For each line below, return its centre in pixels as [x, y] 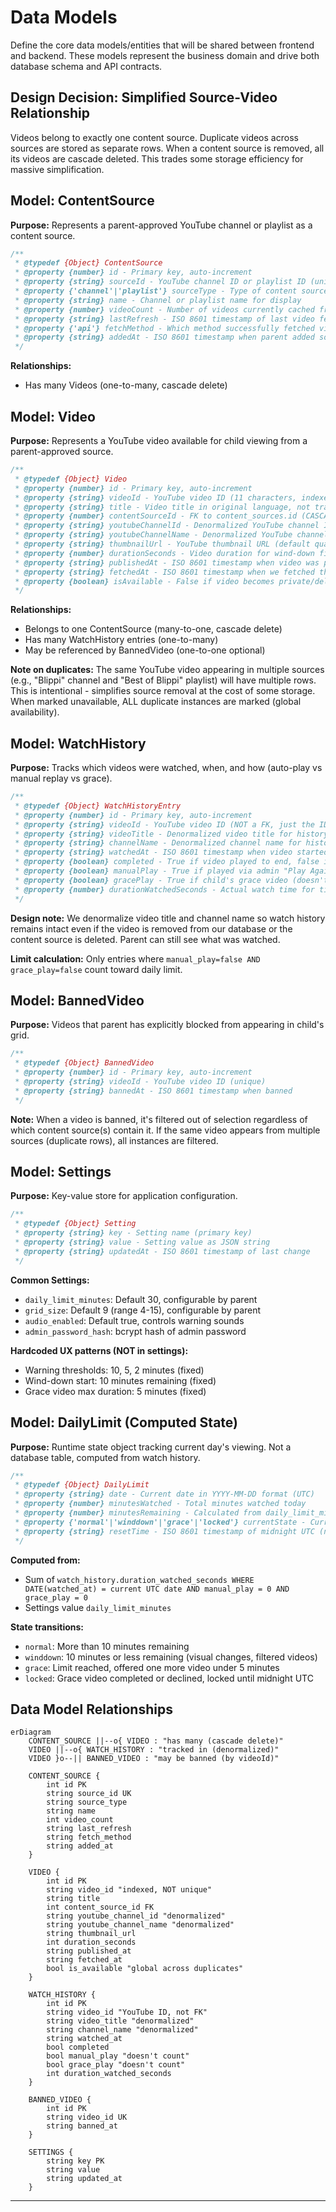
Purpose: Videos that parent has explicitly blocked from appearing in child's [167, 1025]
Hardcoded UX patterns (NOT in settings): [99, 1350]
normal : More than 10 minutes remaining [107, 1646]
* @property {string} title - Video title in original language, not [162, 507]
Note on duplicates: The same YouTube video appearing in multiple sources [167, 670]
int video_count [80, 1820]
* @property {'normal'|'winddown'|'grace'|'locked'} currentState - [160, 1522]
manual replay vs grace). [61, 778]
